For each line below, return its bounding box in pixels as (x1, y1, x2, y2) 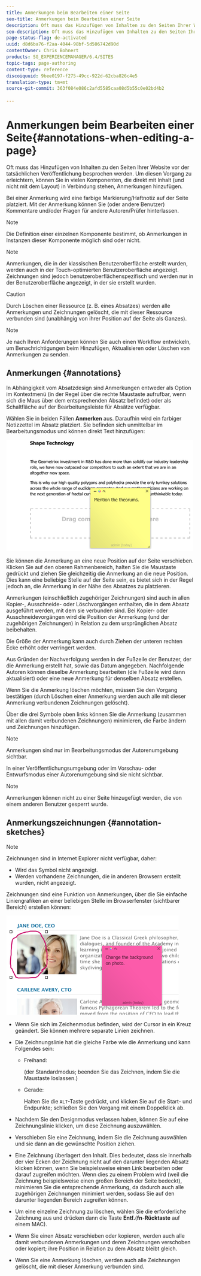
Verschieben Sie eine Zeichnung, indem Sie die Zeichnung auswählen (14, 1133, 187, 1141)
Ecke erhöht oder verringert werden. (6, 644, 96, 651)
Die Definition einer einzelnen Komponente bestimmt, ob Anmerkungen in (6, 230, 187, 237)
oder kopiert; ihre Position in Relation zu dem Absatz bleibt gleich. (14, 1245, 178, 1252)
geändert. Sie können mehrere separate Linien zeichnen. (14, 1027, 156, 1034)
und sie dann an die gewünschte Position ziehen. (14, 1140, 136, 1147)
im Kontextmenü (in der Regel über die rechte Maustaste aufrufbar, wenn (6, 390, 187, 398)
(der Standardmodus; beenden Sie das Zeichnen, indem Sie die (23, 1068, 181, 1075)
